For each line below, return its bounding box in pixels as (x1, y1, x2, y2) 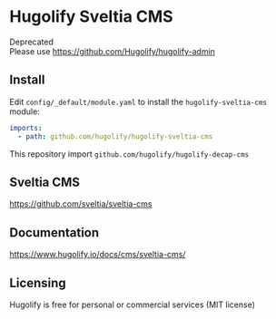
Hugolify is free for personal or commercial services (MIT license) (9, 299, 256, 310)
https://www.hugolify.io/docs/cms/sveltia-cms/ (9, 249, 186, 260)
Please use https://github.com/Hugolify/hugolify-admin (9, 45, 216, 56)
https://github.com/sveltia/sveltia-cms (9, 198, 153, 209)
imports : (9, 123, 43, 132)
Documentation (9, 225, 100, 240)
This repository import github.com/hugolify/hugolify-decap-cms (9, 148, 250, 159)
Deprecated (9, 36, 54, 47)
